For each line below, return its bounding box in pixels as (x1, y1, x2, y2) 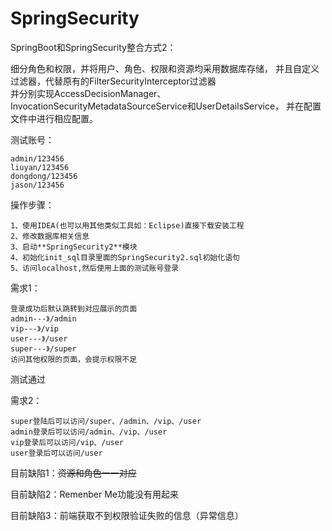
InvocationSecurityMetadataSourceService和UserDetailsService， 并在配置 (10, 100, 322, 112)
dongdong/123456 (10, 171, 78, 181)
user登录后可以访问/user (10, 448, 103, 458)
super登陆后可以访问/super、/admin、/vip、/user (10, 416, 202, 426)
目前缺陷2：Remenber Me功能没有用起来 (10, 488, 179, 500)
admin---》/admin (10, 313, 77, 324)
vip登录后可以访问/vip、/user (10, 437, 125, 447)
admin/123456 (10, 153, 65, 164)
